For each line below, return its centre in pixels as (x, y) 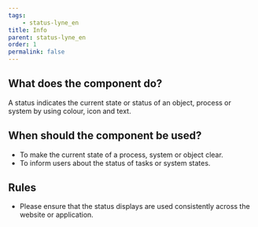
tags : (17, 15)
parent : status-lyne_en (47, 37)
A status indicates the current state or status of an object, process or (120, 102)
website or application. (57, 215)
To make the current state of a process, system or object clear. (122, 155)
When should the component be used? (105, 135)
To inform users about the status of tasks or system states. (115, 163)
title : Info (28, 30)
